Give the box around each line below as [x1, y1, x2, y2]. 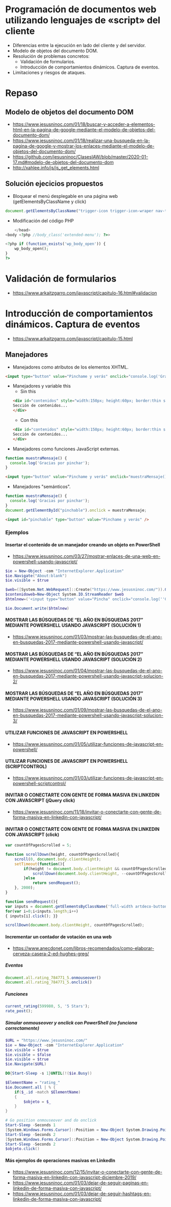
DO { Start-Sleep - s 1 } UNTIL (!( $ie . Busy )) [5, 1071, 93, 1076]
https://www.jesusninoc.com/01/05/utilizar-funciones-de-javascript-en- [12, 741, 164, 747]
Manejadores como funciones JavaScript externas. [12, 446, 120, 452]
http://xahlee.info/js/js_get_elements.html [12, 165, 99, 171]
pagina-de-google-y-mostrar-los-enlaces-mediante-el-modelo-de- [12, 143, 155, 149]
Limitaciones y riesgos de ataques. [12, 69, 86, 75]
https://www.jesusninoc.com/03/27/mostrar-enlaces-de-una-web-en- [12, 553, 161, 559]
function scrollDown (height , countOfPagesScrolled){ [5, 852, 120, 857]
